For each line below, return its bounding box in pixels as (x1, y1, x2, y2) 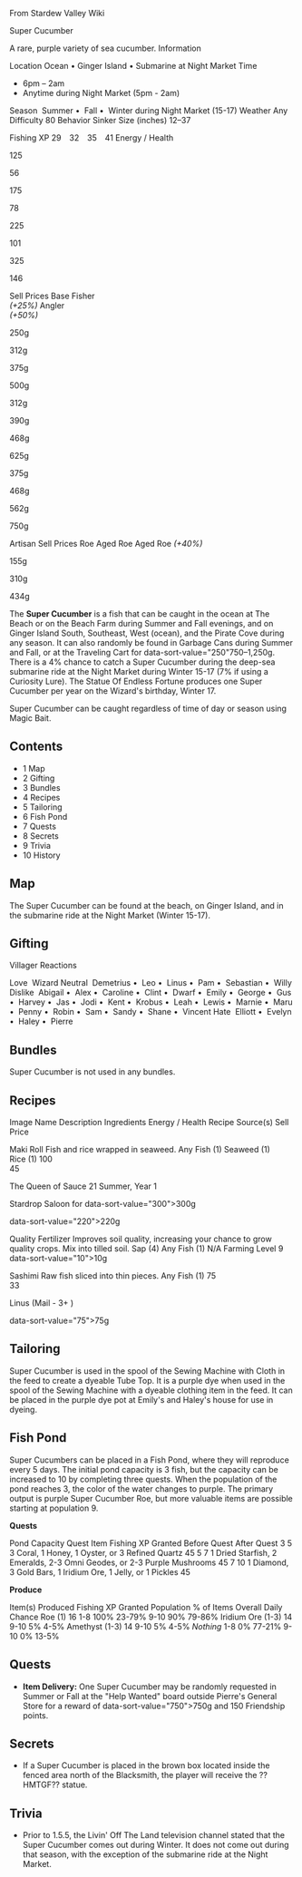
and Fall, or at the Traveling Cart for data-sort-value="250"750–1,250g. (9, 647, 275, 657)
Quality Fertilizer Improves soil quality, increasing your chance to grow (9, 1233, 272, 1245)
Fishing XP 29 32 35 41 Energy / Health (9, 132, 174, 143)
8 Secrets (22, 830, 59, 841)
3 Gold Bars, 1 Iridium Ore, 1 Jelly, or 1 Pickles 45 (9, 1566, 190, 1577)
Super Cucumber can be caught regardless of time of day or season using (9, 703, 287, 714)
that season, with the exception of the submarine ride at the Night (22, 1849, 268, 1860)
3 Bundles (22, 782, 61, 793)
